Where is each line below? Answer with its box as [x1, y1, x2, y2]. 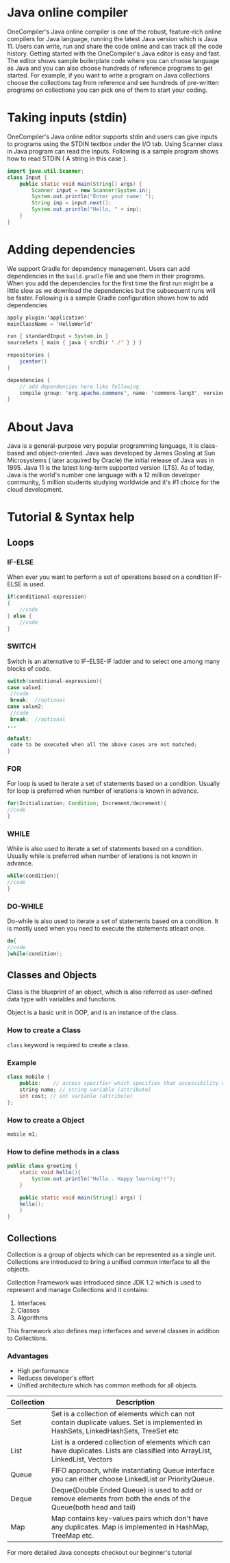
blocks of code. [7, 664, 51, 673]
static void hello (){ [19, 1169, 81, 1176]
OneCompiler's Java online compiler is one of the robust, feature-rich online [7, 27, 222, 36]
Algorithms [16, 1313, 49, 1322]
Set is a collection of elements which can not [51, 1409, 195, 1419]
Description [116, 1398, 155, 1407]
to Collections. [7, 1334, 48, 1342]
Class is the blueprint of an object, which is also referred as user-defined [7, 988, 213, 996]
